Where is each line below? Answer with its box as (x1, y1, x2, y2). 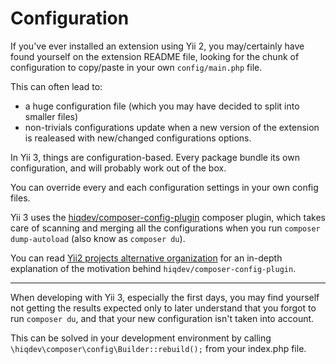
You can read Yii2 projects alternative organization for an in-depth (10, 252, 283, 264)
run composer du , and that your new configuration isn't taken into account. (10, 312, 315, 324)
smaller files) (24, 110, 79, 122)
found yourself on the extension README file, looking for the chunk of (10, 50, 300, 62)
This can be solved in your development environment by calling (10, 332, 272, 344)
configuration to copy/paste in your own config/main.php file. (10, 61, 263, 73)
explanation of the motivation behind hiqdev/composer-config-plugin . (10, 262, 297, 274)
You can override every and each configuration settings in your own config (10, 181, 319, 193)
